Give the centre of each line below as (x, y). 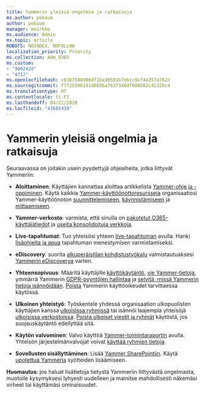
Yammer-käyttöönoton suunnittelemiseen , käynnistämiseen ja (93, 199)
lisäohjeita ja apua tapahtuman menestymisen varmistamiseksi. (94, 243)
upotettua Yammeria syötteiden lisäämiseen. (71, 360)
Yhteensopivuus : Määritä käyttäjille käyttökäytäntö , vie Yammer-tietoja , (106, 273)
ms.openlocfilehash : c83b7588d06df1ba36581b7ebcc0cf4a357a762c (88, 80)
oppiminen (29, 193)
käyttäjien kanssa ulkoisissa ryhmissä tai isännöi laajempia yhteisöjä (100, 310)
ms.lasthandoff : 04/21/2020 (42, 102)
